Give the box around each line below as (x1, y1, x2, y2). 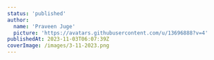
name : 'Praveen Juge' (13, 23, 76, 30)
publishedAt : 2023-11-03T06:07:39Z (7, 36, 110, 43)
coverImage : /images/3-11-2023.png (7, 42, 110, 49)
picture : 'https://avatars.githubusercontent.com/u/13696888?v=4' (13, 29, 208, 37)
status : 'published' (7, 10, 67, 17)
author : (7, 17, 30, 23)
